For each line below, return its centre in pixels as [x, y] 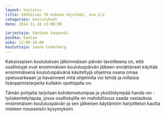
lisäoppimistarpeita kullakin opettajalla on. [49, 83]
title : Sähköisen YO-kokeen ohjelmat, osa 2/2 [55, 15]
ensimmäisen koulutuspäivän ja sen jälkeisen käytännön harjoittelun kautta [83, 103]
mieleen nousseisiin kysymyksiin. [40, 108]
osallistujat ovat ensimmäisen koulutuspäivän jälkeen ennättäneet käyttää [81, 67]
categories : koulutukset [31, 19]
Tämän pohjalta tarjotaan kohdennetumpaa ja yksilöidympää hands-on [78, 93]
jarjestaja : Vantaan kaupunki [37, 33]
